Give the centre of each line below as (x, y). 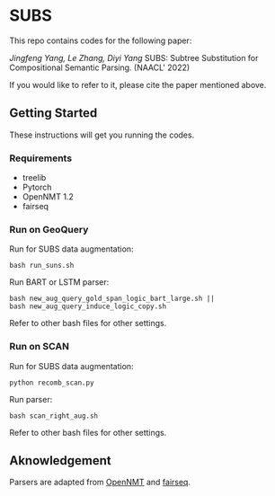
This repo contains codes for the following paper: (101, 40)
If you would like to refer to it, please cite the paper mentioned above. (138, 84)
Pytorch (37, 187)
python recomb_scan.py (52, 383)
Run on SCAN (40, 347)
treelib (34, 178)
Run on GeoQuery (49, 229)
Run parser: (31, 399)
